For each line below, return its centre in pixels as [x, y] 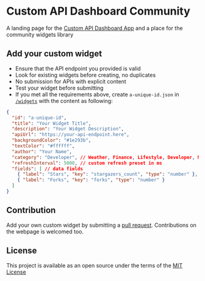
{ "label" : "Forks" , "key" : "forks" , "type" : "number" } [91, 180]
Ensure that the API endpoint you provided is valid [78, 68]
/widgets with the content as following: [64, 101]
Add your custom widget [54, 54]
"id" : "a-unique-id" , [39, 118]
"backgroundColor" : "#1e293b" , [52, 140]
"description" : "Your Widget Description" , [68, 129]
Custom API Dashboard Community [98, 11]
